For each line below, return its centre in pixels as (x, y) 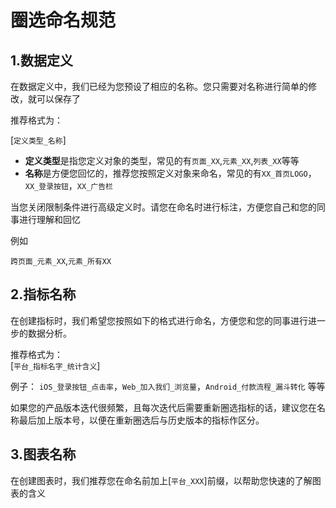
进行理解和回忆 (49, 219)
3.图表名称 (43, 454)
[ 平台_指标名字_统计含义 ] (55, 365)
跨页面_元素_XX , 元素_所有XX (61, 260)
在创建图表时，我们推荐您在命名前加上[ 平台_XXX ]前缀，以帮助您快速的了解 (161, 480)
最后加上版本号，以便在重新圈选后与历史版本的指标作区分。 (141, 420)
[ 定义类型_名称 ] (38, 140)
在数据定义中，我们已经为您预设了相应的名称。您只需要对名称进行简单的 (159, 86)
